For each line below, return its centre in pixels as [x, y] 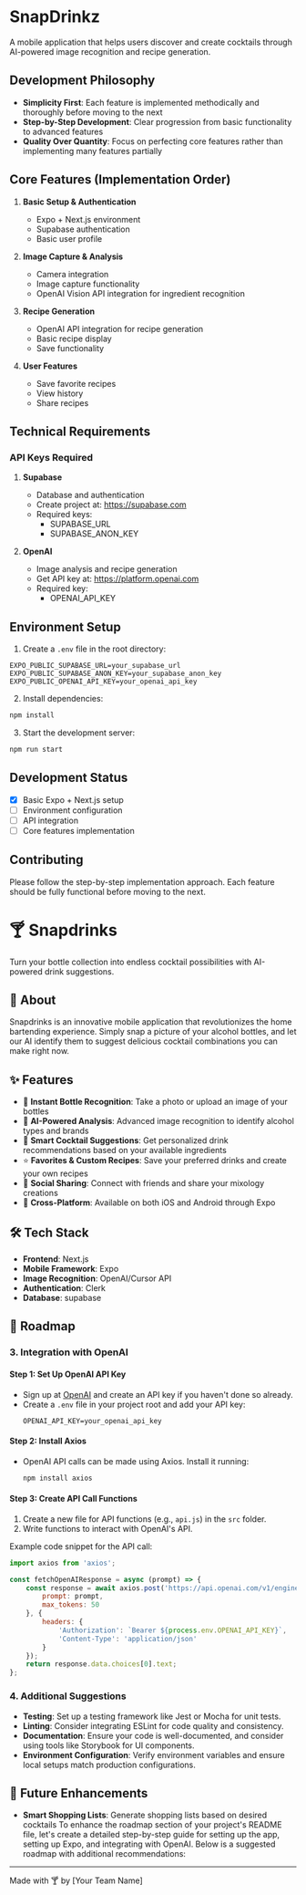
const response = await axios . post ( [96, 1588]
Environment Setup [65, 627]
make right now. [40, 1051]
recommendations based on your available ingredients [125, 1151]
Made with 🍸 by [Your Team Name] [76, 1880]
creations [41, 1193]
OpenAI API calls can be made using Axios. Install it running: [136, 1461]
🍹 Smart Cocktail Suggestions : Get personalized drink [126, 1140]
